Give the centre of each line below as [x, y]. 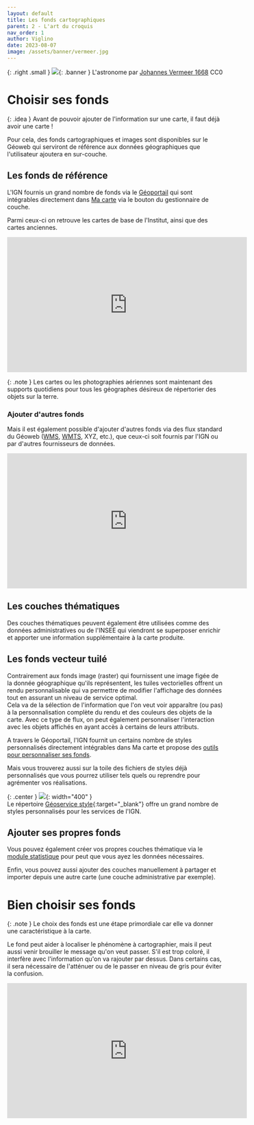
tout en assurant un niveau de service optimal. [73, 697]
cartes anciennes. [33, 227]
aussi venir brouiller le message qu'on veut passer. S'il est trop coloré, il [109, 952]
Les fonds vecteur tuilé [57, 659]
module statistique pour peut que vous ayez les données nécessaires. [105, 857]
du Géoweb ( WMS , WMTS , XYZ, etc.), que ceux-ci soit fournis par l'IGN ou [113, 436]
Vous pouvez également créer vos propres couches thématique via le [105, 849]
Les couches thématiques [63, 606]
